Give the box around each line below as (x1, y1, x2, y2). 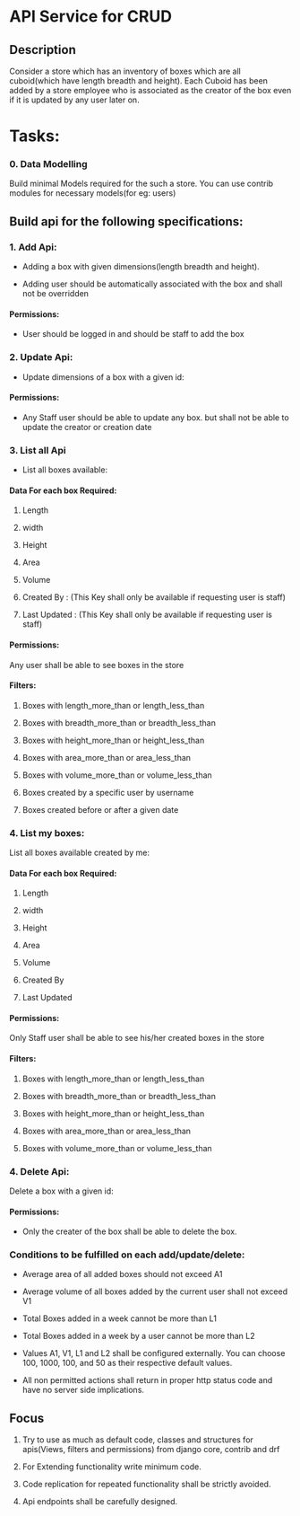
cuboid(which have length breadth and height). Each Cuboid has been (9, 75, 269, 86)
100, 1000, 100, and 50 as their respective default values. (21, 1358, 233, 1369)
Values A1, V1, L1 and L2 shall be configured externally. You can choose (21, 1348, 286, 1359)
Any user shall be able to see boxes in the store (9, 659, 184, 670)
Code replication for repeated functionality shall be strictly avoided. (21, 1479, 271, 1490)
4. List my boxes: (9, 826, 85, 839)
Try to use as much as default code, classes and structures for (21, 1434, 253, 1445)
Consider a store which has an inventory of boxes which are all (9, 66, 242, 76)
